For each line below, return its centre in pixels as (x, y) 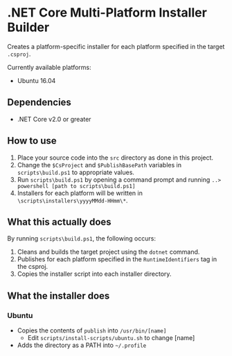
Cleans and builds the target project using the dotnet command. (108, 252)
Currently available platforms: (49, 67)
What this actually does (60, 222)
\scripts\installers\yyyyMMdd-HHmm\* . (72, 200)
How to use (32, 141)
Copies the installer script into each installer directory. (94, 274)
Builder (28, 27)
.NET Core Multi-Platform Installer (107, 13)
